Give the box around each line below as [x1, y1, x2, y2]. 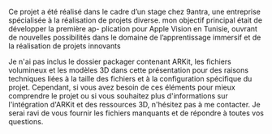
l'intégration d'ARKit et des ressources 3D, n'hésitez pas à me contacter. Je [8, 100, 261, 109]
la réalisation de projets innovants [8, 41, 121, 51]
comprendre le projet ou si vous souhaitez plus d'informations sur [8, 91, 229, 100]
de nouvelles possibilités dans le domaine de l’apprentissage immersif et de [8, 32, 261, 42]
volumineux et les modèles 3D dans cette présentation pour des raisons [8, 65, 249, 75]
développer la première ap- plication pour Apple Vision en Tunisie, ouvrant [8, 24, 258, 33]
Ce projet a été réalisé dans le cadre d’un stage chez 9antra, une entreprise [8, 7, 261, 16]
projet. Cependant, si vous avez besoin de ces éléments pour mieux [8, 82, 235, 92]
